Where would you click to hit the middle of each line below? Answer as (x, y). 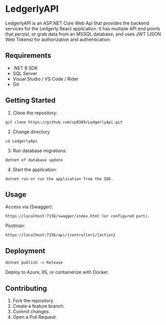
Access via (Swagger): (29, 207)
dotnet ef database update (34, 160)
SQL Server (25, 73)
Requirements (28, 56)
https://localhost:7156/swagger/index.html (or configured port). (78, 216)
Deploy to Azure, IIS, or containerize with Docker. (57, 272)
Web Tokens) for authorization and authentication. (58, 39)
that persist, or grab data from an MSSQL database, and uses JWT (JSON (83, 34)
